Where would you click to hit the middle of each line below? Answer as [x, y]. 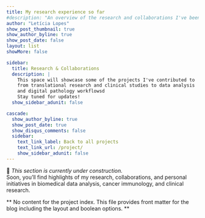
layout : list [23, 46]
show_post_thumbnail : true [41, 29]
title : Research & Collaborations [56, 68]
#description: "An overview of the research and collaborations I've [97, 18]
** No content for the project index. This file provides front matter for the [98, 202]
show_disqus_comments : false [49, 131]
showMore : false [27, 52]
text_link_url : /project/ [50, 148]
